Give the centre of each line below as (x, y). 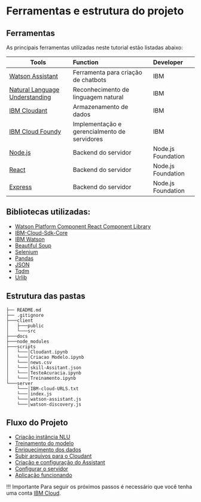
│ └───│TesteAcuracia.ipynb (44, 373)
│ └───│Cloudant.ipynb (37, 352)
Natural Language (34, 90)
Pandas (24, 258)
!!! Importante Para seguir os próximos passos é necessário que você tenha (99, 487)
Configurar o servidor (42, 469)
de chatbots (89, 80)
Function (86, 62)
